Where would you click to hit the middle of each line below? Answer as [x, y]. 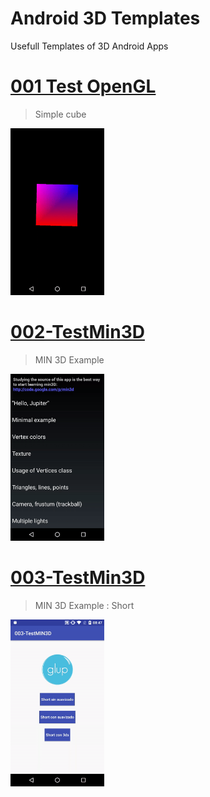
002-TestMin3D [77, 332]
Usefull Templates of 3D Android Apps [89, 46]
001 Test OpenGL [83, 86]
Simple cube [60, 114]
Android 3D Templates [105, 18]
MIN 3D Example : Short [84, 605]
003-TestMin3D [78, 578]
